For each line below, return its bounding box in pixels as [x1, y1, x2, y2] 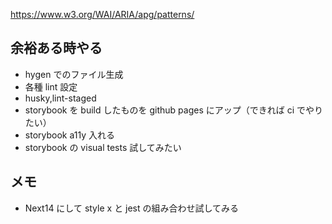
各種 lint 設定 [24, 80, 78, 93]
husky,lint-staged [24, 92, 97, 104]
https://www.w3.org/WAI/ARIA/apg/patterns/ [10, 9, 195, 20]
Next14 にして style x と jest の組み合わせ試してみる [24, 202, 240, 214]
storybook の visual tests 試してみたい [24, 141, 182, 153]
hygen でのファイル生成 [24, 68, 124, 80]
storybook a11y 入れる [24, 129, 116, 141]
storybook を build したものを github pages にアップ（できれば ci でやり [24, 104, 323, 116]
